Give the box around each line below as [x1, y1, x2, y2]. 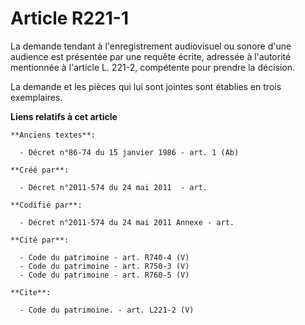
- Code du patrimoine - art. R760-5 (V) [19, 270, 190, 280]
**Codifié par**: [10, 200, 83, 210]
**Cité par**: [10, 235, 70, 245]
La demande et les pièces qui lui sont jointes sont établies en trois [10, 80, 282, 92]
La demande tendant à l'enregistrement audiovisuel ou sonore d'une [10, 40, 292, 52]
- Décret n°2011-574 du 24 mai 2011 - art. [19, 182, 208, 192]
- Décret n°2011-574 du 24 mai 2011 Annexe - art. [19, 217, 235, 227]
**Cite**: [10, 287, 52, 297]
